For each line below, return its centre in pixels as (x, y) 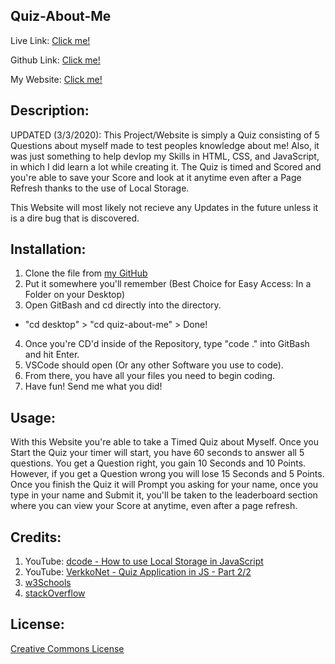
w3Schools (48, 583)
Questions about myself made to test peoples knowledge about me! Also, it (165, 145)
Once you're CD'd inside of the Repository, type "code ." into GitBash (167, 344)
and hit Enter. (52, 355)
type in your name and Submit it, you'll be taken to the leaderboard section (164, 495)
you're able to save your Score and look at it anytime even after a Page (156, 177)
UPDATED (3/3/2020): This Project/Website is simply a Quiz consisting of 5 (165, 135)
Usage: (33, 417)
